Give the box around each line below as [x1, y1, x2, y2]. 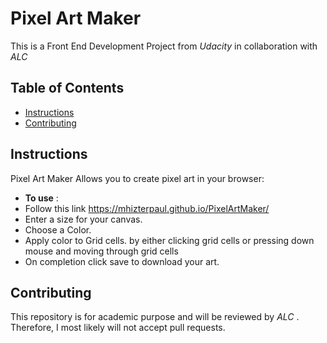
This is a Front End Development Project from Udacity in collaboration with [10, 40, 318, 52]
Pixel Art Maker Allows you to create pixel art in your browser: [10, 172, 265, 184]
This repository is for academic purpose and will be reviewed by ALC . [10, 311, 300, 323]
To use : [24, 192, 59, 204]
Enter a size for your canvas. [24, 213, 143, 225]
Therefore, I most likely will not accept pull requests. [10, 322, 226, 334]
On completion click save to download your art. [24, 255, 220, 267]
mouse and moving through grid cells [24, 245, 179, 257]
